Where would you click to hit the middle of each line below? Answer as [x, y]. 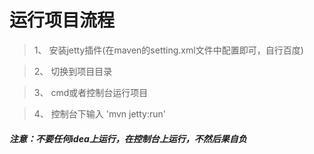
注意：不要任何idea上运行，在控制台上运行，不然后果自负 [128, 138]
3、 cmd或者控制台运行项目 [91, 92]
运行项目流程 [62, 20]
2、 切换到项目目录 [73, 71]
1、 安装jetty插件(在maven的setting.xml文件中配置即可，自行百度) [168, 50]
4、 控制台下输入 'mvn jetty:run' [99, 113]
